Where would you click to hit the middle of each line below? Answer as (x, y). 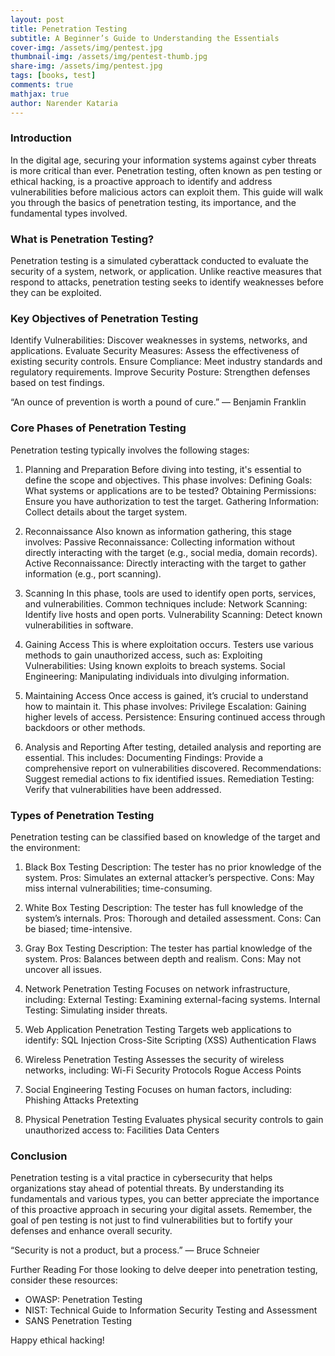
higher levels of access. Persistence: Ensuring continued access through (175, 717)
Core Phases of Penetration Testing (98, 428)
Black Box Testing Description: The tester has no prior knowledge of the (173, 867)
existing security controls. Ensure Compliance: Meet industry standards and (166, 362)
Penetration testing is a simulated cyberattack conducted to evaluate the (159, 261)
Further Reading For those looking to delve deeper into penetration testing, (164, 1270)
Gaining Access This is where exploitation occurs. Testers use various (169, 644)
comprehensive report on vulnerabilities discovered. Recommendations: (173, 768)
